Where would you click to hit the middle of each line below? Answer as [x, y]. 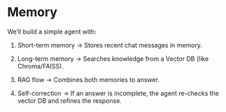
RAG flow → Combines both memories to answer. [88, 79]
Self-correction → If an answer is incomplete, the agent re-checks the [118, 93]
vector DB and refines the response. [70, 100]
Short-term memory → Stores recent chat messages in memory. [110, 45]
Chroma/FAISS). [41, 66]
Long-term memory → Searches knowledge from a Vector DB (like [113, 58]
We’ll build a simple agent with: [52, 31]
